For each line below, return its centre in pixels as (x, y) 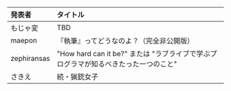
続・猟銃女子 (77, 77)
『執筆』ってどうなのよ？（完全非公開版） (125, 41)
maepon (24, 40)
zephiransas (30, 58)
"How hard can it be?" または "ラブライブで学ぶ (133, 54)
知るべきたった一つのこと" (134, 64)
